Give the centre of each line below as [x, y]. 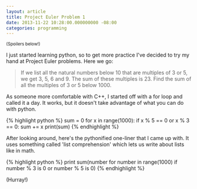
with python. [21, 109]
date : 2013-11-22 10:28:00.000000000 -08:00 [61, 22]
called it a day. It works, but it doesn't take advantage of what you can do [95, 103]
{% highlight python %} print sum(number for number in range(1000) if [92, 162]
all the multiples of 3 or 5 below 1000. [66, 85]
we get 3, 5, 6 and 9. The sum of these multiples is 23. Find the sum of [106, 79]
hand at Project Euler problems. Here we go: [60, 61]
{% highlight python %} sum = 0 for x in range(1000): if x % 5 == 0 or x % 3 [98, 121]
